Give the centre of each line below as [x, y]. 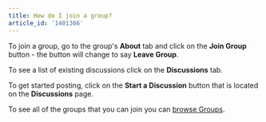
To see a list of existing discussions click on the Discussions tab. [116, 69]
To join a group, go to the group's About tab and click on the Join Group [128, 45]
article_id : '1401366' [46, 23]
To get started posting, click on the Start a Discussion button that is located [133, 85]
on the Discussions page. [51, 93]
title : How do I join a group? [60, 16]
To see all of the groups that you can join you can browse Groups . [117, 109]
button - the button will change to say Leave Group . [93, 54]
